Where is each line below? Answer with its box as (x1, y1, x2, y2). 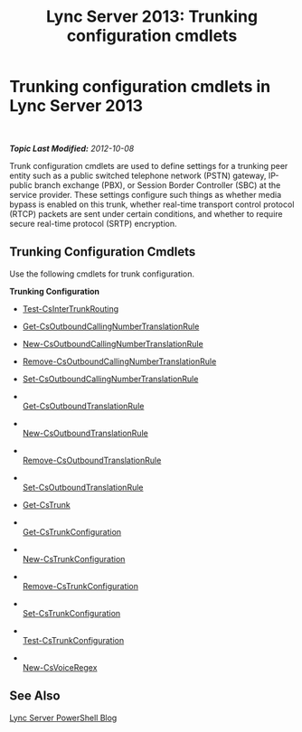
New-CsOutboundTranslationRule (22, 427, 149, 438)
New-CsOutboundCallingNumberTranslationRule (22, 338, 203, 349)
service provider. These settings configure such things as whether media (9, 189, 282, 200)
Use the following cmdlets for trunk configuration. (9, 268, 195, 279)
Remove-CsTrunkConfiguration (22, 580, 138, 591)
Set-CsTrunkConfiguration (22, 607, 121, 618)
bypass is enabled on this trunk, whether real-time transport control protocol (9, 199, 295, 210)
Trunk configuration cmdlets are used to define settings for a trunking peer (9, 160, 288, 171)
